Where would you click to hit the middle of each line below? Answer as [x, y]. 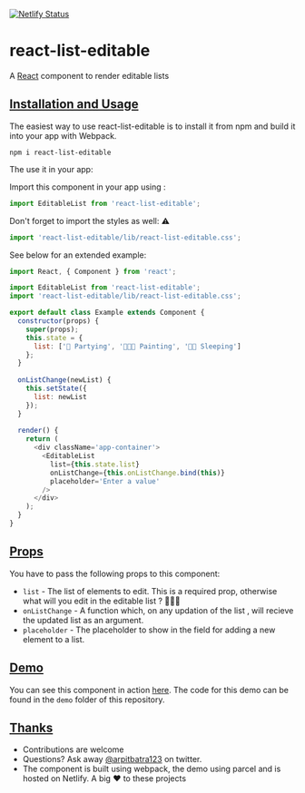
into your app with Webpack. [63, 135]
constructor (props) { [59, 321]
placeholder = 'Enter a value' [105, 481]
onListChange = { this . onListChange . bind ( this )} [137, 473]
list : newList [60, 396]
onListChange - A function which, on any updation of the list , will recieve [158, 610]
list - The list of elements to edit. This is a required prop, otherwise [150, 591]
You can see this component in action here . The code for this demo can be [149, 690]
